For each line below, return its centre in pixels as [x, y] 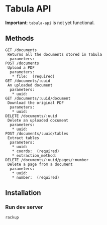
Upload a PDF [21, 68]
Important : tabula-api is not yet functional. [50, 23]
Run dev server [24, 207]
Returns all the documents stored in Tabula [55, 54]
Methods [20, 38]
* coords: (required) [35, 151]
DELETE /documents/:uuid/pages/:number [47, 160]
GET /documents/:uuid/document [38, 98]
